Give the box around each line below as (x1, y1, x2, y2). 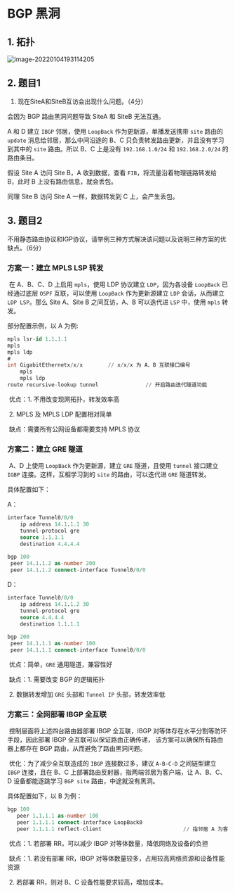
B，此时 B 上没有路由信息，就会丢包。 (7, 177, 118, 186)
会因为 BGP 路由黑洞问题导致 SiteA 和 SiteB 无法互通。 (7, 112, 165, 120)
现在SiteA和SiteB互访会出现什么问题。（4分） (17, 97, 147, 106)
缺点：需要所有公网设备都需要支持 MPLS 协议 (8, 424, 140, 433)
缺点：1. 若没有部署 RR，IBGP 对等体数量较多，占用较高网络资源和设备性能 (8, 854, 225, 862)
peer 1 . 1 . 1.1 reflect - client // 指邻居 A (16, 825, 215, 832)
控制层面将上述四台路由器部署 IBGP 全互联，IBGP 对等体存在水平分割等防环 (8, 727, 227, 735)
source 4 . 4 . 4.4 (20, 614, 65, 621)
